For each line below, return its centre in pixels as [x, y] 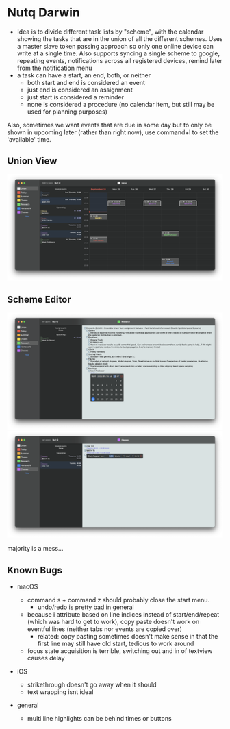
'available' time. [29, 139]
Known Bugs [35, 570]
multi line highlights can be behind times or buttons [100, 719]
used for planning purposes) [67, 112]
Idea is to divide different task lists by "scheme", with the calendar [110, 32]
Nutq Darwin [43, 13]
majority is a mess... [35, 549]
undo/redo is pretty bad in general [86, 607]
